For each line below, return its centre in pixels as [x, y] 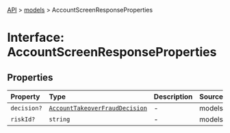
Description [173, 97]
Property [25, 97]
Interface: [36, 38]
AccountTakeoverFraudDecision [98, 108]
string [60, 119]
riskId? [23, 119]
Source [212, 97]
